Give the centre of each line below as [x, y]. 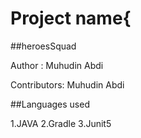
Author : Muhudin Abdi [57, 65]
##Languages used [50, 104]
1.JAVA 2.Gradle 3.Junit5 [61, 123]
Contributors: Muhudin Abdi [67, 84]
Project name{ [71, 18]
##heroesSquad [43, 46]
